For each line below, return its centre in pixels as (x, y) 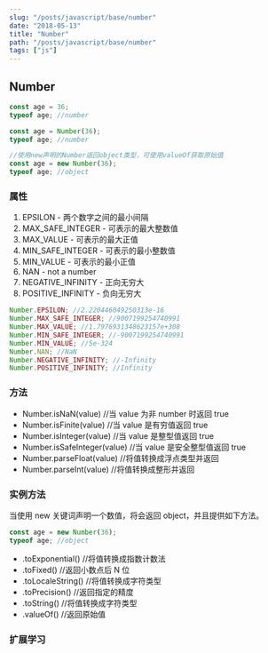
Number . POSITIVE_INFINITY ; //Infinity (81, 368)
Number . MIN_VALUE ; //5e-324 (61, 343)
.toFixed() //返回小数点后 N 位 (76, 569)
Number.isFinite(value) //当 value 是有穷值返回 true (115, 425)
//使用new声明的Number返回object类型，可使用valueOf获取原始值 (116, 155)
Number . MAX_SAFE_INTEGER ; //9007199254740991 (95, 319)
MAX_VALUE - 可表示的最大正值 (80, 240)
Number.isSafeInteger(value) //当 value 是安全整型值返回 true (134, 447)
